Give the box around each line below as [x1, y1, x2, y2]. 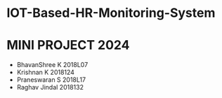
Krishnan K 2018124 [16, 68, 75, 77]
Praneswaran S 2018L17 [16, 75, 86, 84]
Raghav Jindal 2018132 [16, 83, 84, 92]
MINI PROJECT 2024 [6, 37, 130, 54]
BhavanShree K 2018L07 [16, 61, 89, 69]
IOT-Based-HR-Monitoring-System [6, 5, 216, 21]
